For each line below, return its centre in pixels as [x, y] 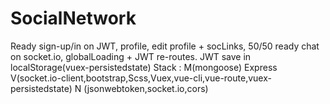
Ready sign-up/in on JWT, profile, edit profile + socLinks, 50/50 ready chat [165, 46]
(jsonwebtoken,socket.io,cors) [146, 88]
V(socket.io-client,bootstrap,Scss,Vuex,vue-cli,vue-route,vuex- [141, 78]
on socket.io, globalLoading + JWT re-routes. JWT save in [131, 56]
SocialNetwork [73, 18]
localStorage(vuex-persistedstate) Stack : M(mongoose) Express [144, 67]
